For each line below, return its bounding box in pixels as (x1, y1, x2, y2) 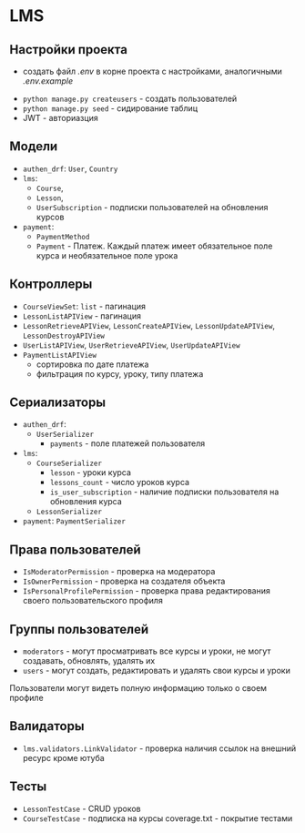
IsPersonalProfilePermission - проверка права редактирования (22, 585, 270, 596)
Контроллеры (9, 277, 93, 292)
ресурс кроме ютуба (22, 752, 105, 763)
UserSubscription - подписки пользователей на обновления (36, 201, 269, 212)
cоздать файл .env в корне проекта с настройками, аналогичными (22, 66, 282, 76)
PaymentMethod (36, 232, 90, 241)
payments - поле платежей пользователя (49, 438, 206, 449)
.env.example (22, 76, 74, 86)
